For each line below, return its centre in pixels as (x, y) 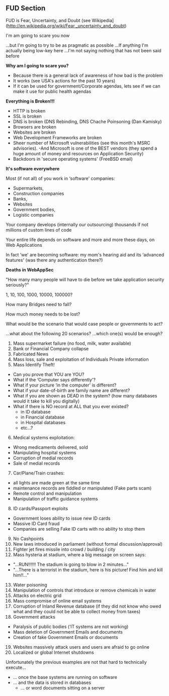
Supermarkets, (28, 188)
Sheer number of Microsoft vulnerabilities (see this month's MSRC (81, 143)
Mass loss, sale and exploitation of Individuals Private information (81, 359)
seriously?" (17, 285)
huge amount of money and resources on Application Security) (78, 153)
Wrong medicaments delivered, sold (50, 447)
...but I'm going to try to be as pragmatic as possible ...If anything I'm (77, 45)
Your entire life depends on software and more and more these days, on (80, 239)
